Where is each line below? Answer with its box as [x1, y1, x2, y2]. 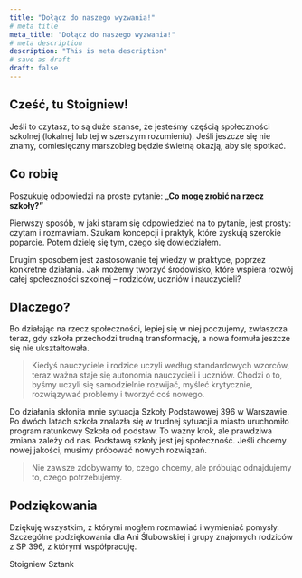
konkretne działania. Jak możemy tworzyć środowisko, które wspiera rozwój [9, 264, 294, 275]
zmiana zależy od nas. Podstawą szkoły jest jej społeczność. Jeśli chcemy [9, 435, 287, 446]
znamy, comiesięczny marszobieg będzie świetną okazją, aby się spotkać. [9, 140, 287, 151]
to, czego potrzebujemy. [31, 471, 123, 483]
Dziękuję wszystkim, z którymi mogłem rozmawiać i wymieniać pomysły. [9, 522, 280, 533]
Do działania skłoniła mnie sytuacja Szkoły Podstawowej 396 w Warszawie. [9, 406, 289, 417]
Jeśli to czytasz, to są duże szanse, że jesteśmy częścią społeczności [9, 121, 270, 132]
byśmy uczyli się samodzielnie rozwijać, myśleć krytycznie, [31, 379, 253, 390]
